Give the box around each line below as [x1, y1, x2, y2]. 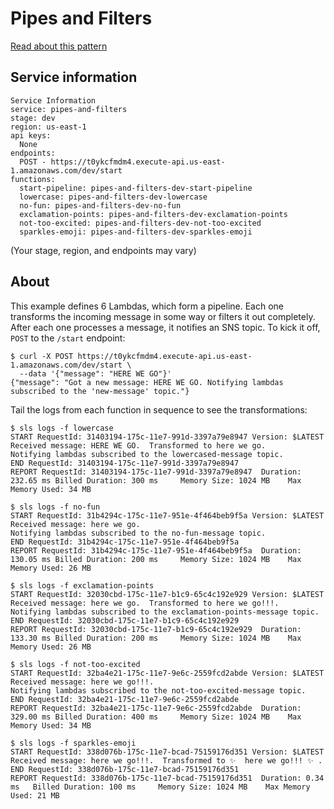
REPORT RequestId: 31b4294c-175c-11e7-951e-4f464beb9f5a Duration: [10, 545, 302, 556]
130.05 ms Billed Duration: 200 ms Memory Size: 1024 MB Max [10, 554, 302, 564]
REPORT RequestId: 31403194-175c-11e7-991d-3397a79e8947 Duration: [10, 467, 302, 477]
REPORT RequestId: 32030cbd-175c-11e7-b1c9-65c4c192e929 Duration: [10, 624, 302, 634]
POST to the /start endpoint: [10, 332, 126, 344]
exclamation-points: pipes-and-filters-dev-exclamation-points [19, 209, 288, 219]
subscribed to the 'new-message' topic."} [10, 386, 190, 396]
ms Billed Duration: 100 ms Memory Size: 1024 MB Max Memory [10, 782, 311, 792]
